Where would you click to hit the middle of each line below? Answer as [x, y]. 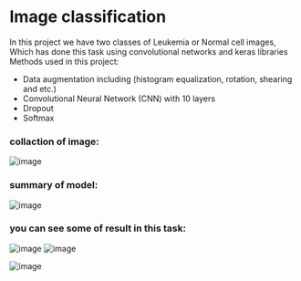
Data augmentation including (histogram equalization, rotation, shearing [157, 78]
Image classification [88, 17]
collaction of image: [54, 141]
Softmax [38, 118]
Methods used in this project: [64, 61]
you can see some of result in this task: [98, 228]
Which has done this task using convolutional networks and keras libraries [149, 51]
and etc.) [40, 88]
